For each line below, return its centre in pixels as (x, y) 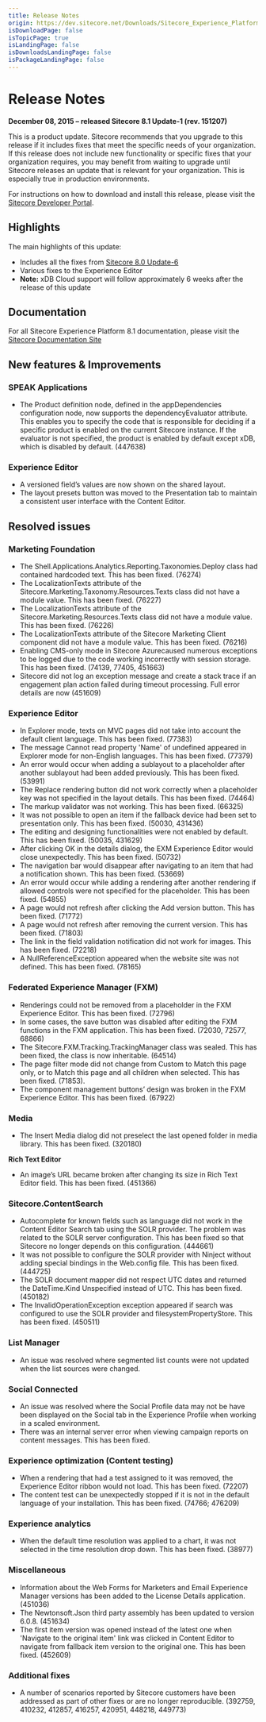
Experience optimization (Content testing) (91, 1460)
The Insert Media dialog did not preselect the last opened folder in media (139, 1135)
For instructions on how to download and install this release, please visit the (132, 194)
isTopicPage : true (38, 38)
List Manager (34, 1343)
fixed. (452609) (45, 1655)
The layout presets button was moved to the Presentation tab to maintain (138, 493)
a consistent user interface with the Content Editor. (103, 502)
